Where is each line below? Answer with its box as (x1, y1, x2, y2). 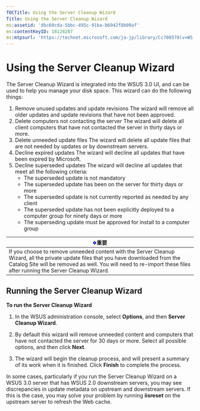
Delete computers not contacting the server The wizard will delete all (14, 118, 185, 125)
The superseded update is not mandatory (23, 174, 126, 181)
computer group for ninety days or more (23, 212, 123, 219)
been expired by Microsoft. (14, 155, 82, 163)
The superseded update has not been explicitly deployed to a (23, 206, 174, 214)
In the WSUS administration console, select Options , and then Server (14, 313, 186, 321)
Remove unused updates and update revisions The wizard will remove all (14, 105, 194, 112)
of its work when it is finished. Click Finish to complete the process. (14, 362, 182, 369)
